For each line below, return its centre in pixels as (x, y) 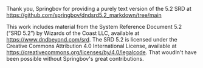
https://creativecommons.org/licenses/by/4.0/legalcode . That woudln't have (101, 52)
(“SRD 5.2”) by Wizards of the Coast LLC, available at (73, 33)
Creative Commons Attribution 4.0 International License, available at (91, 46)
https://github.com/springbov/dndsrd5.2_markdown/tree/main (84, 15)
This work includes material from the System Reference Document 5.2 (94, 27)
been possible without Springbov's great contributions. (75, 59)
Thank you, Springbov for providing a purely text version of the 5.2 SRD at (99, 9)
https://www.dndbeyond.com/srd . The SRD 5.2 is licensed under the (92, 39)
